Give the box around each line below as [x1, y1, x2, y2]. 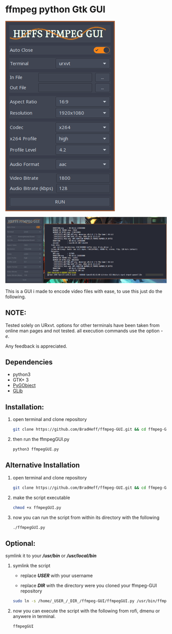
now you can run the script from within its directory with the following [12, 514, 160, 521]
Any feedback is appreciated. [5, 343, 68, 349]
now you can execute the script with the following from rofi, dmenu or [12, 608, 160, 614]
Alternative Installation [5, 461, 80, 470]
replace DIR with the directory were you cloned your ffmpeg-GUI [20, 583, 157, 589]
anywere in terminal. [12, 613, 56, 620]
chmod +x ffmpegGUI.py [12, 505, 61, 510]
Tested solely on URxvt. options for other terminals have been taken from [5, 322, 160, 328]
